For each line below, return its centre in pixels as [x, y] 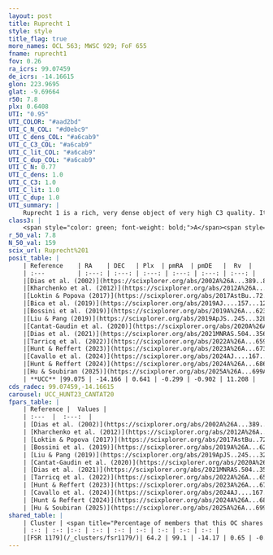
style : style [30, 31]
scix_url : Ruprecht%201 [49, 251]
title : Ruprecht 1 [39, 24]
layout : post [30, 16]
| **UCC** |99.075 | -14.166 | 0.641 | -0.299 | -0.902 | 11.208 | [139, 379]
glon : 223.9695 [34, 84]
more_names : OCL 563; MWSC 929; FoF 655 [78, 46]
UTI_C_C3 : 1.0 [32, 183]
